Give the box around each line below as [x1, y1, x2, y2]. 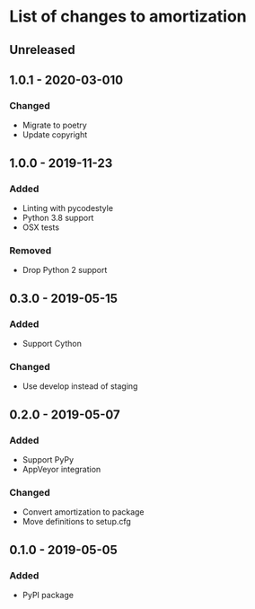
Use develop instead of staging [22, 381, 138, 392]
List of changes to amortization [9, 6, 247, 27]
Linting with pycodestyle [22, 202, 114, 213]
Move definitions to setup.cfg [22, 516, 132, 527]
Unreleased [9, 42, 76, 57]
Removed [9, 244, 52, 257]
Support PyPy [22, 454, 75, 464]
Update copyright [22, 129, 88, 140]
